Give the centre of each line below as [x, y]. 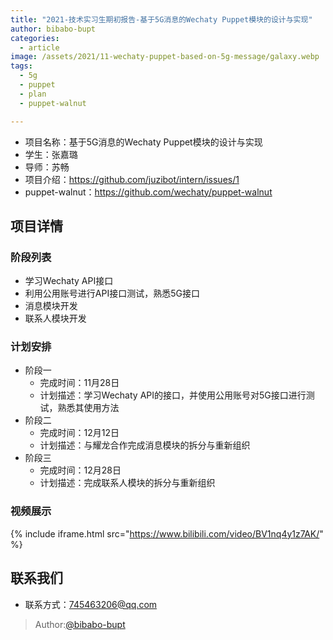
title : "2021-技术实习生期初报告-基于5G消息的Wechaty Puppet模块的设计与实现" [161, 19]
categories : [35, 38]
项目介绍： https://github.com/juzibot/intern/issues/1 [132, 179]
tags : [21, 66]
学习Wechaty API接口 [69, 281]
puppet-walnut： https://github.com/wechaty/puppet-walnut [148, 192]
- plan [33, 94]
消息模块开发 [51, 306]
